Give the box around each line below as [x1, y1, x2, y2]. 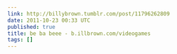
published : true [7, 23, 55, 30]
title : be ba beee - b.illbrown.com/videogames [7, 29, 151, 37]
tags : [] [7, 36, 33, 43]
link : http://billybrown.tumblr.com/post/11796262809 [7, 10, 171, 18]
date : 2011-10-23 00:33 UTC [7, 17, 91, 24]
